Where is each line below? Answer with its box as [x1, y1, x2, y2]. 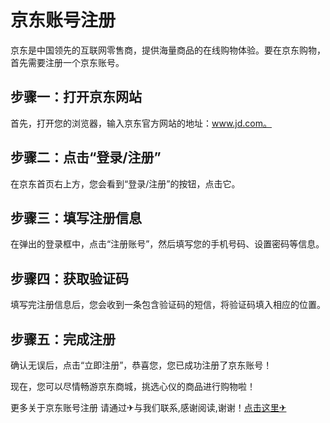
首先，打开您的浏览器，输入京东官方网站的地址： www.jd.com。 [10, 117, 273, 129]
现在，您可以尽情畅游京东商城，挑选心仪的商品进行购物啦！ [10, 381, 256, 392]
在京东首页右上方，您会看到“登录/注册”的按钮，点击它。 [10, 177, 241, 190]
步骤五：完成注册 [10, 331, 116, 348]
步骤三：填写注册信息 [10, 209, 142, 226]
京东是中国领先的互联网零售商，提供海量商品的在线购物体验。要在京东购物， [10, 44, 326, 56]
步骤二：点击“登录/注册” [10, 149, 162, 166]
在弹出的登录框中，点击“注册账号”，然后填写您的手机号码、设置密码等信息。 [10, 238, 325, 250]
